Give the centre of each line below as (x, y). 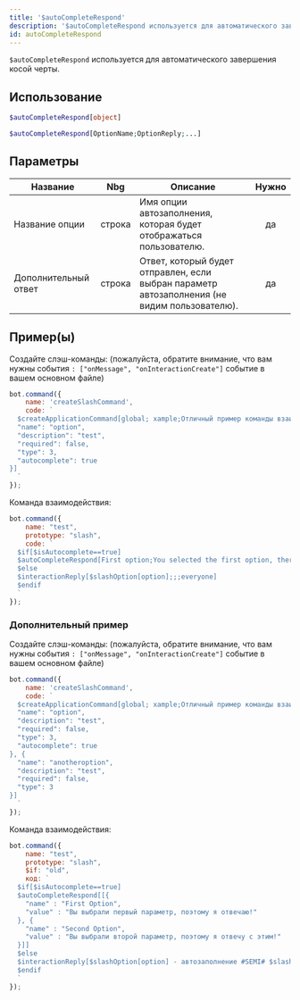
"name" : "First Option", (74, 904)
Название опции (49, 224)
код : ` (37, 879)
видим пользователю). (189, 305)
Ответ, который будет (187, 261)
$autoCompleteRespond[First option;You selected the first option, (146, 560)
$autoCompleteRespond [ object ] (66, 118)
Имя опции (163, 202)
